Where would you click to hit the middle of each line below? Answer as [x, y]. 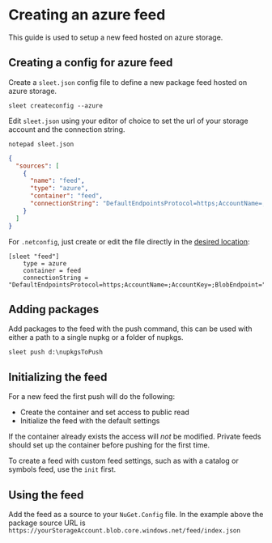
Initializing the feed [58, 377]
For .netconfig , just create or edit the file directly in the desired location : [129, 241]
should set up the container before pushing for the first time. [109, 445]
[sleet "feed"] [34, 257]
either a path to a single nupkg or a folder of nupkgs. [96, 337]
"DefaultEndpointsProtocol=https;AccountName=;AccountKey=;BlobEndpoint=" [137, 285]
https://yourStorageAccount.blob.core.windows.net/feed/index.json [125, 530]
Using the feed [46, 495]
